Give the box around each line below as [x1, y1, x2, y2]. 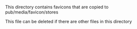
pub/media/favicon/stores [5, 9, 59, 15]
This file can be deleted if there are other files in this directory [5, 19, 132, 24]
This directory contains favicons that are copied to [5, 4, 109, 10]
